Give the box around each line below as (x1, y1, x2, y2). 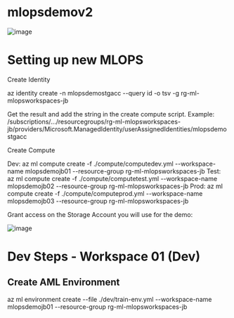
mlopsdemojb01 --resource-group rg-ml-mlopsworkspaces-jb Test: (25, 166, 221, 175)
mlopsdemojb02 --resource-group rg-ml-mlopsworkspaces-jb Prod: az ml (7, 182, 223, 190)
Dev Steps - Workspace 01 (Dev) (7, 249, 200, 265)
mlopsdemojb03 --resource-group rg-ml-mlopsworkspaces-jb (7, 197, 189, 205)
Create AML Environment (7, 277, 120, 289)
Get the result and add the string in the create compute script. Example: (7, 110, 215, 118)
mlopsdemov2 (7, 4, 93, 20)
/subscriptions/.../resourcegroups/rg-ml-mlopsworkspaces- (7, 117, 181, 126)
